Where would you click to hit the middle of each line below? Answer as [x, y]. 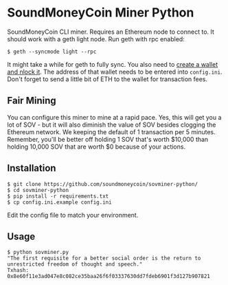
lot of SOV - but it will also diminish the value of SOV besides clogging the [112, 125]
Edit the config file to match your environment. [73, 215]
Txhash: [18, 271]
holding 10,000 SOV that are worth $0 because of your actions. [96, 147]
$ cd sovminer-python [38, 190]
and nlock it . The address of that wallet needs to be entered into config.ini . [115, 72]
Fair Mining [32, 101]
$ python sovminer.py [38, 253]
